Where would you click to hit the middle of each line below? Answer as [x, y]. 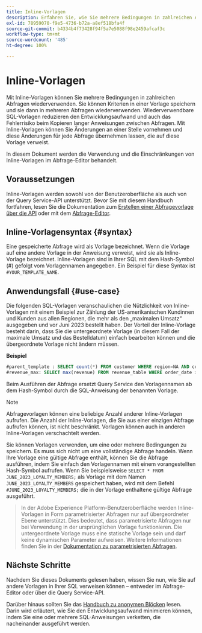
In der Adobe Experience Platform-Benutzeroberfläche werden [99, 508]
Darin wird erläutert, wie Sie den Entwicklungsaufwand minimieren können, [99, 611]
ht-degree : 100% [26, 46]
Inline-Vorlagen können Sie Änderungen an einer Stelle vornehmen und [94, 129]
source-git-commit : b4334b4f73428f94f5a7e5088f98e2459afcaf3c [86, 29]
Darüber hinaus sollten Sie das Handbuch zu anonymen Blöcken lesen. [94, 604]
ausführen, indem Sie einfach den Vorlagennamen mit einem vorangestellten [101, 464]
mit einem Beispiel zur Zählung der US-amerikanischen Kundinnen [112, 312]
